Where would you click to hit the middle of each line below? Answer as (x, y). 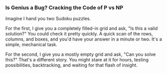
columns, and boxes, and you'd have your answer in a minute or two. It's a (84, 39)
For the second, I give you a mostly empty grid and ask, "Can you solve (81, 54)
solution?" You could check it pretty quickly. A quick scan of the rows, (79, 34)
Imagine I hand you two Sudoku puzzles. (48, 19)
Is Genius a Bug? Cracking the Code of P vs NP (64, 8)
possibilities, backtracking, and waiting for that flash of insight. (71, 65)
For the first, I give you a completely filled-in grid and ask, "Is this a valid (81, 28)
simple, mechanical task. (32, 45)
